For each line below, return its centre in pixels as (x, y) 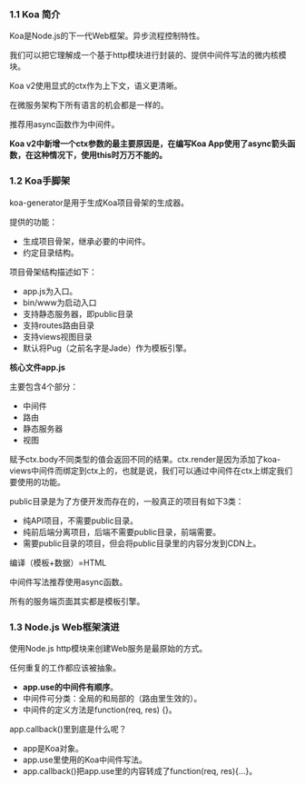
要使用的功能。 (37, 482)
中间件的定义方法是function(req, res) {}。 (99, 710)
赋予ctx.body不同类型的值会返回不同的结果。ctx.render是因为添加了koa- (145, 459)
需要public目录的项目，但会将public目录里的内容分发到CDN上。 (142, 543)
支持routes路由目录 (59, 325)
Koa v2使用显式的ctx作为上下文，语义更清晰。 (96, 86)
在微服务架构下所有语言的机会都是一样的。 (89, 105)
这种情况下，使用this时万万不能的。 (100, 155)
